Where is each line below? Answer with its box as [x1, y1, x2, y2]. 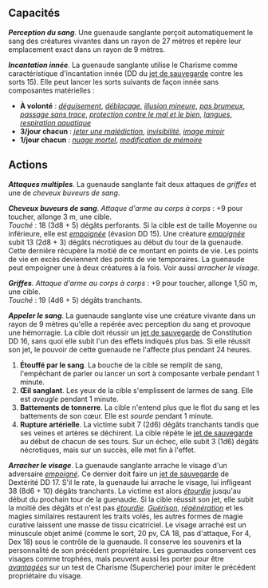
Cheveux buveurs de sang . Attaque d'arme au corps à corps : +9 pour [8, 203, 243, 213]
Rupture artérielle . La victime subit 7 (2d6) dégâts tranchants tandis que [19, 419, 259, 429]
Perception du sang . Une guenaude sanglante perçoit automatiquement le [8, 27, 254, 37]
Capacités [8, 6, 61, 20]
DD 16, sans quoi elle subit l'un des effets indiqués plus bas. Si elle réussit [8, 336, 251, 346]
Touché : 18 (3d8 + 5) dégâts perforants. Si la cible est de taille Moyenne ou [8, 220, 258, 230]
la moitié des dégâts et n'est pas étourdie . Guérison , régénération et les [8, 503, 244, 512]
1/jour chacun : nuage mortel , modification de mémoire [19, 135, 203, 145]
